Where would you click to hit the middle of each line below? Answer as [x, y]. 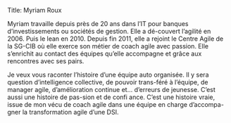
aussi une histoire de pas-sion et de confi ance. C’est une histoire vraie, [111, 97]
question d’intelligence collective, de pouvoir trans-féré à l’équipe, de [108, 82]
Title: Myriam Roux [35, 10]
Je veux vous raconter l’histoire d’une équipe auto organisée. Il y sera [108, 75]
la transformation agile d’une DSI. [70, 112]
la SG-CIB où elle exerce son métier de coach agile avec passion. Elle [108, 46]
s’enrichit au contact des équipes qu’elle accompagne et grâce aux [105, 53]
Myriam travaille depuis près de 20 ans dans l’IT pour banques [98, 24]
